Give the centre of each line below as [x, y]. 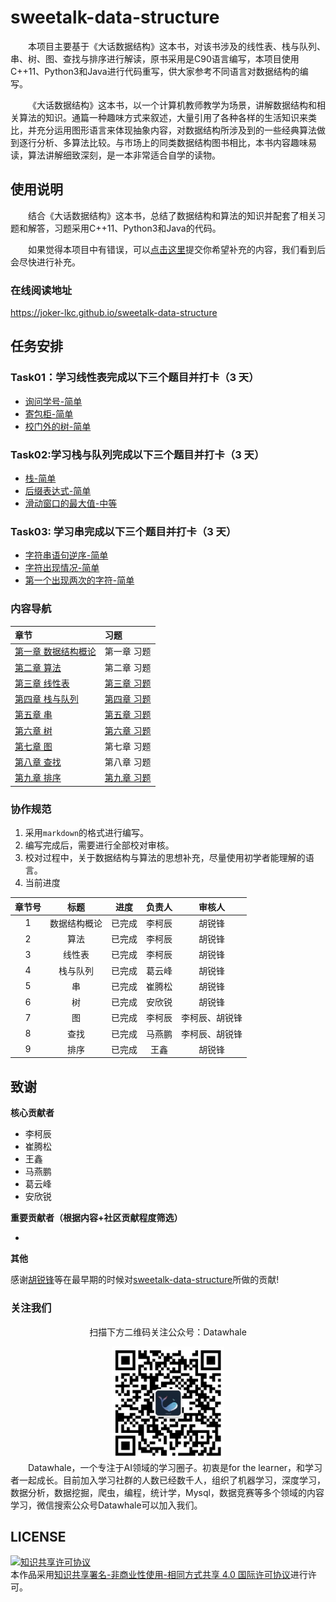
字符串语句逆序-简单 [66, 555]
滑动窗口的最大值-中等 [71, 503]
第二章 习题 [128, 667]
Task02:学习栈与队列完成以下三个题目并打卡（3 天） [137, 454]
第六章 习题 [128, 730]
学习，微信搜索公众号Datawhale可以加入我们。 [106, 1505]
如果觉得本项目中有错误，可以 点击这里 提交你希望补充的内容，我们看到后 [177, 249]
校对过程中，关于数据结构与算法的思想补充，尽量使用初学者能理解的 [165, 858]
